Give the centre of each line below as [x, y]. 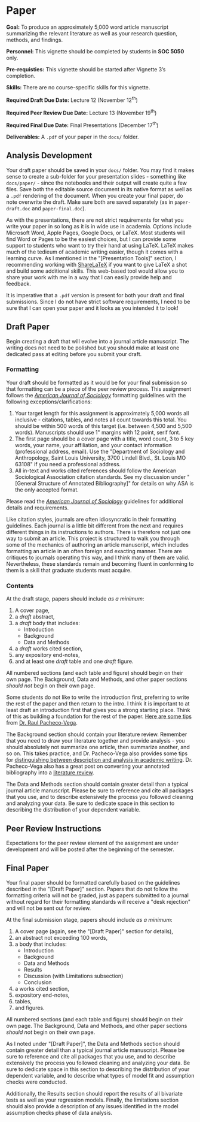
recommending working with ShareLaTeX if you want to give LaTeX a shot [96, 264]
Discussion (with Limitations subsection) [73, 976]
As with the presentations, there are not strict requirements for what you [95, 220]
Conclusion [38, 982]
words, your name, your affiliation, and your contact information [93, 445]
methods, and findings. [35, 40]
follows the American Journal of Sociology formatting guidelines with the [96, 395]
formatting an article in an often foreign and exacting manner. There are [94, 551]
